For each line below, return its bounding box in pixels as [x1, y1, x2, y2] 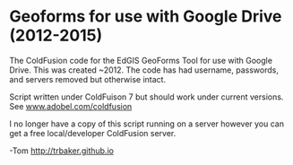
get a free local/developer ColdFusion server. [9, 127, 177, 138]
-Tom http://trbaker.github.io [9, 145, 115, 156]
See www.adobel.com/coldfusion [9, 100, 133, 111]
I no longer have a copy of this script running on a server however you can [9, 118, 285, 129]
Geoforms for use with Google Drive [9, 6, 282, 27]
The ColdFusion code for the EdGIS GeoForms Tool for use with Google [9, 55, 273, 65]
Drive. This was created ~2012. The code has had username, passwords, [9, 65, 280, 75]
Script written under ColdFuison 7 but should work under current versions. [9, 91, 284, 102]
